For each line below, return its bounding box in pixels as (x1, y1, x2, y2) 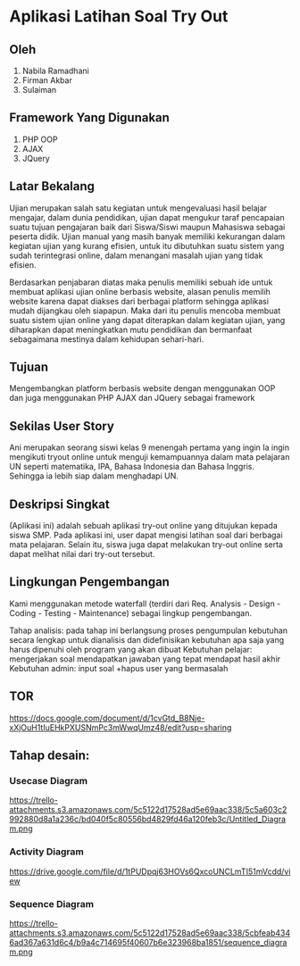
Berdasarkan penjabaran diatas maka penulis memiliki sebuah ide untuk (9, 277, 273, 287)
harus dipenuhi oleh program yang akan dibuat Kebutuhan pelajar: (9, 644, 253, 654)
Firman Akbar (21, 75, 73, 86)
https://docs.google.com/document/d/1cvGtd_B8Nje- (9, 712, 205, 723)
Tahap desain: (9, 748, 90, 763)
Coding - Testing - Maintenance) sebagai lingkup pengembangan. (9, 607, 253, 618)
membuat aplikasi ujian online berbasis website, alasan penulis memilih (9, 286, 271, 296)
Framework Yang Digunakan (9, 110, 170, 126)
